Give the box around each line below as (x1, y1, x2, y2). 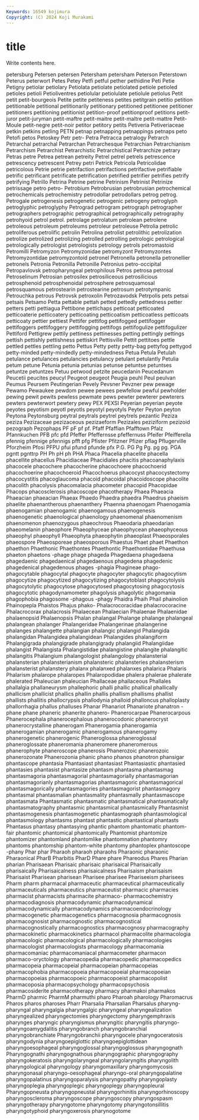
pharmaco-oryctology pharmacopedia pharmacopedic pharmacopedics (6, 956, 182, 963)
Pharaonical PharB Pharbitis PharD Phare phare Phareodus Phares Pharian (6, 855, 188, 862)
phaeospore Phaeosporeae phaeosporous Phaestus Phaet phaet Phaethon (6, 539, 188, 546)
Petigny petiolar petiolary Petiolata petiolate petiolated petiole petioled (6, 84, 178, 91)
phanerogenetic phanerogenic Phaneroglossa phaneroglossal (6, 735, 157, 742)
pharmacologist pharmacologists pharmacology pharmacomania (6, 943, 164, 950)
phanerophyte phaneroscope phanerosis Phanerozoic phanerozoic (6, 747, 169, 754)
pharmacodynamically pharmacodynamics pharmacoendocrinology (6, 905, 172, 912)
